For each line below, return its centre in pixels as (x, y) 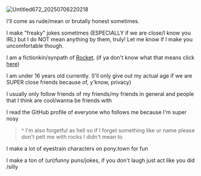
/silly (12, 167)
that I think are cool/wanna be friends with (59, 100)
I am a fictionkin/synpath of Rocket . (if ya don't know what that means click (101, 57)
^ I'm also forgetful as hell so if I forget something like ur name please (108, 130)
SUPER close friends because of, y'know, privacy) (69, 82)
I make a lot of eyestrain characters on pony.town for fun (77, 148)
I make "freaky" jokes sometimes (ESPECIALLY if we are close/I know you (99, 33)
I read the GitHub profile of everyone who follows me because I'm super (97, 112)
